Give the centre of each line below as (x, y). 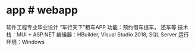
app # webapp (42, 10)
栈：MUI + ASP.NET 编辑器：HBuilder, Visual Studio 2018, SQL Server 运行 (97, 34)
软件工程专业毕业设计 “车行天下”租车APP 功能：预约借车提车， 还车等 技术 (97, 27)
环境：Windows (26, 42)
